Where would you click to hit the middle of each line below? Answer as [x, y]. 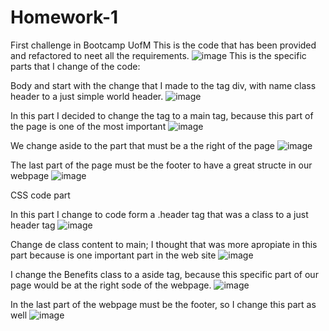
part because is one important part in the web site [113, 255]
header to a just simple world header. [87, 96]
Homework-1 [64, 17]
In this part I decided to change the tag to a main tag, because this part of [162, 115]
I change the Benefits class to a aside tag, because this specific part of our [164, 274]
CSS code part [40, 195]
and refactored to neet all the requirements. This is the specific [158, 55]
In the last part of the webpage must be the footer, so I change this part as [163, 304]
